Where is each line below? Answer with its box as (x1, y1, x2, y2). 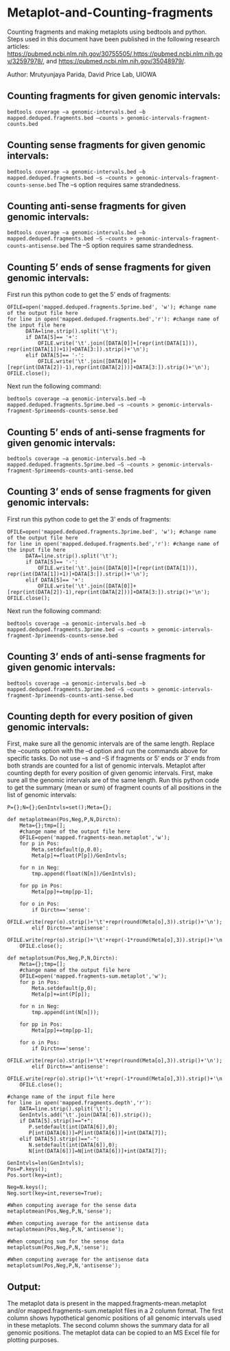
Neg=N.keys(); (7, 1184, 48, 1191)
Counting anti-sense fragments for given (7, 200, 187, 212)
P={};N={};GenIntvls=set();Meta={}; (7, 804, 112, 811)
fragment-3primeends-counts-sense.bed (7, 632, 118, 639)
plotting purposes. (7, 1336, 59, 1344)
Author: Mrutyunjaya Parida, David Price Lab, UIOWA (7, 70, 157, 79)
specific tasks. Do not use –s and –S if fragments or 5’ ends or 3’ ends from (7, 754, 220, 763)
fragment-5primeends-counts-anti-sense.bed (7, 467, 134, 474)
